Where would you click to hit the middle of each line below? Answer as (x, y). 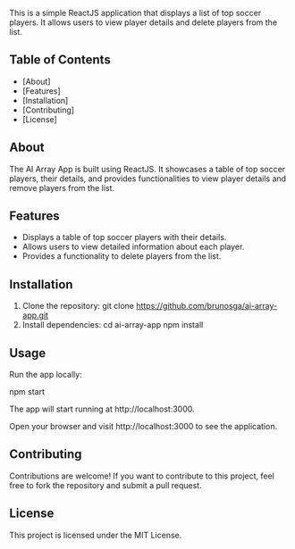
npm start (27, 392)
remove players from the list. (62, 187)
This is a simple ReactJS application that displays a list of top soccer (135, 13)
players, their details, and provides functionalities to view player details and (148, 179)
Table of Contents (60, 60)
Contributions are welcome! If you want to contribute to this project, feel (142, 476)
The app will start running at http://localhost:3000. (102, 409)
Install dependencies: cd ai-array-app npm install (113, 325)
